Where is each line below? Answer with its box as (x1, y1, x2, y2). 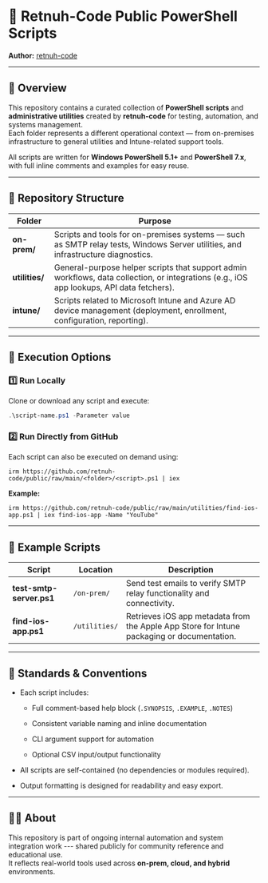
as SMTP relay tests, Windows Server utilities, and (53, 239, 242, 250)
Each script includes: (19, 688, 89, 697)
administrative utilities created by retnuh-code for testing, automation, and (8, 111, 259, 121)
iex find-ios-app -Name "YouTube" (43, 512, 159, 520)
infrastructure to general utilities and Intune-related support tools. (8, 136, 224, 146)
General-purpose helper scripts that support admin (53, 262, 247, 273)
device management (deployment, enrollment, (53, 304, 227, 315)
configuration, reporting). (53, 315, 149, 326)
